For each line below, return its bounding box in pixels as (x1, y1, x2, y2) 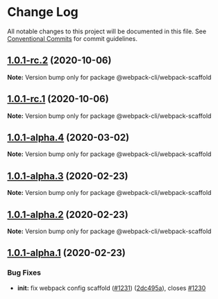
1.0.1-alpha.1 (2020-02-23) (7, 247, 126, 259)
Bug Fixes (7, 268, 42, 277)
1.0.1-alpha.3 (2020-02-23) (7, 170, 128, 182)
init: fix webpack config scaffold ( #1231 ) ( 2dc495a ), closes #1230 (17, 284, 206, 292)
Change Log (7, 4, 78, 20)
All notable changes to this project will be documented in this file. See (7, 27, 207, 35)
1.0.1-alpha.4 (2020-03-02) (7, 131, 130, 143)
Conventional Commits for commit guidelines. (7, 34, 137, 42)
